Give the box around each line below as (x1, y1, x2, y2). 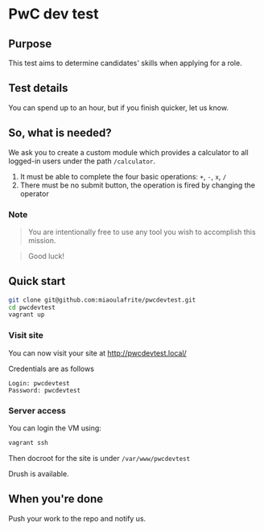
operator (19, 188, 50, 198)
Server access (8, 405, 66, 416)
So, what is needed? (8, 126, 113, 140)
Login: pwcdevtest (8, 379, 70, 387)
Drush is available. (8, 468, 70, 479)
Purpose (8, 37, 52, 51)
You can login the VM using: (8, 423, 102, 433)
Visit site (8, 330, 44, 341)
